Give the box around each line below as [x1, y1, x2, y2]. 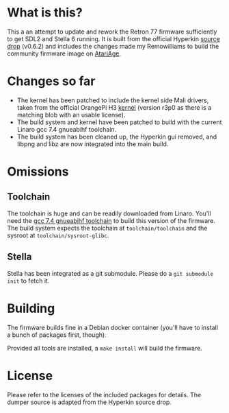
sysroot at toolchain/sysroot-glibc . [7, 231, 109, 239]
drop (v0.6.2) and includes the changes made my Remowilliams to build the [7, 42, 219, 50]
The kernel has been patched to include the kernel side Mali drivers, [16, 96, 209, 104]
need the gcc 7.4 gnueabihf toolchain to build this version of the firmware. [7, 216, 216, 224]
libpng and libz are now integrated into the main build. [16, 139, 169, 148]
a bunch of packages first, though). [7, 331, 107, 339]
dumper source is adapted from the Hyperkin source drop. [7, 398, 172, 406]
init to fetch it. [7, 276, 50, 285]
